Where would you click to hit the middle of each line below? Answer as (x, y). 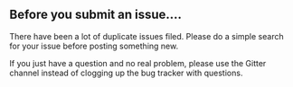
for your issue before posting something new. (94, 46)
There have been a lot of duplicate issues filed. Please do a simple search (146, 36)
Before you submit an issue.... (96, 15)
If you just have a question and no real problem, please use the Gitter (138, 63)
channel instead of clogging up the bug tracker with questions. (126, 73)
